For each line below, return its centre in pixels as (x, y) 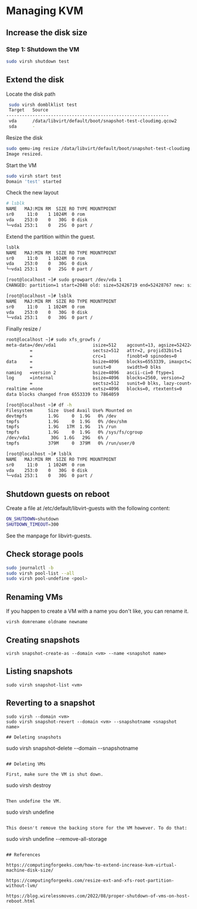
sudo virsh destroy (29, 785)
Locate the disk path (31, 94)
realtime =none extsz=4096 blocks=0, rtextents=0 (94, 389)
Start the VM (21, 165)
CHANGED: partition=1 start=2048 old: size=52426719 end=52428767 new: (95, 285)
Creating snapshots (43, 640)
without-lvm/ (22, 885)
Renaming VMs (35, 597)
